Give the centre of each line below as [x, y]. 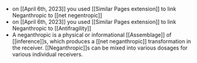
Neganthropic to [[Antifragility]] [52, 28]
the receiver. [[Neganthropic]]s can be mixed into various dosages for [100, 48]
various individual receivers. [48, 54]
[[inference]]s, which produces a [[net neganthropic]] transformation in [102, 41]
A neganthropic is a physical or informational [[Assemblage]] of [92, 35]
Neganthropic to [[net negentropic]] [57, 15]
